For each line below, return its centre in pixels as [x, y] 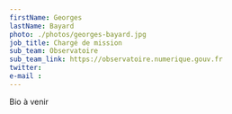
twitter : [26, 68]
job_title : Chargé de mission [66, 43]
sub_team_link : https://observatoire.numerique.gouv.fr [116, 59]
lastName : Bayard [42, 26]
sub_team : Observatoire [54, 51]
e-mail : [26, 76]
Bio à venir [29, 101]
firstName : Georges [46, 18]
